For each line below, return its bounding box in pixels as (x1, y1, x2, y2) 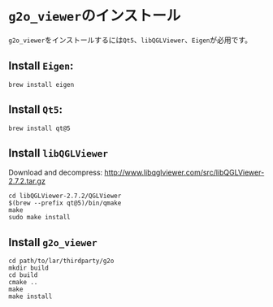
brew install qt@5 (8, 124, 71, 132)
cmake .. (8, 279, 38, 287)
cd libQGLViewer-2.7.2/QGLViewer (8, 192, 122, 201)
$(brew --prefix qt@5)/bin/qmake (8, 199, 122, 207)
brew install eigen (8, 80, 75, 89)
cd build (8, 271, 38, 279)
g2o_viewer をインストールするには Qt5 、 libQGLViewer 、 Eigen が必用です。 (8, 35, 253, 45)
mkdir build (8, 264, 49, 272)
